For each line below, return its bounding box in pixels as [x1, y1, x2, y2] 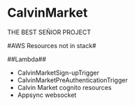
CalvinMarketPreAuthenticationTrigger [17, 75, 128, 84]
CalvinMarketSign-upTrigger [17, 68, 100, 77]
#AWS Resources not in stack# [7, 41, 97, 50]
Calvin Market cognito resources [17, 83, 112, 91]
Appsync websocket [17, 91, 77, 99]
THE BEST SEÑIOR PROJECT [7, 28, 91, 36]
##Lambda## [7, 54, 47, 63]
